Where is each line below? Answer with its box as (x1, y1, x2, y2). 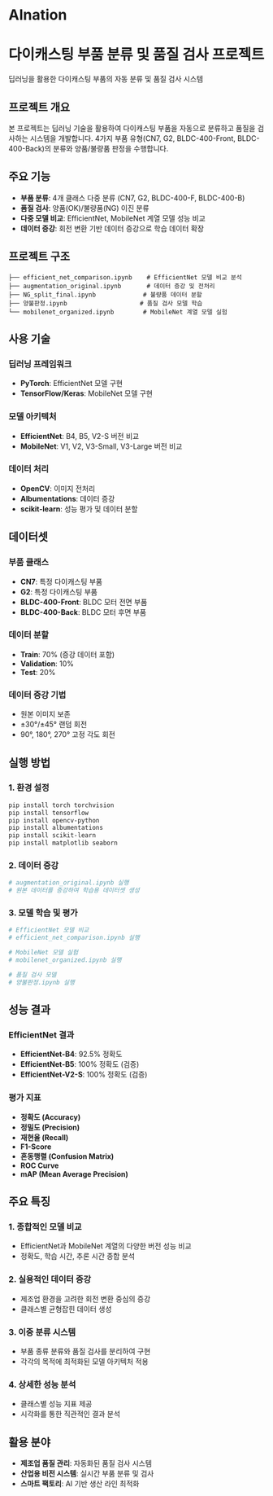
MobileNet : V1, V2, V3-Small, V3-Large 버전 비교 (19, 441, 183, 451)
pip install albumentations (8, 824, 104, 832)
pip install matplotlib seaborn (8, 839, 118, 848)
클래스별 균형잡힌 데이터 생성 (19, 1304, 112, 1314)
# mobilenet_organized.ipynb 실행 (8, 956, 122, 964)
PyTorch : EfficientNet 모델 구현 (19, 379, 123, 388)
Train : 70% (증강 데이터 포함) (19, 649, 115, 659)
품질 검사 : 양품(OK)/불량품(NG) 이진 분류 (19, 203, 149, 213)
